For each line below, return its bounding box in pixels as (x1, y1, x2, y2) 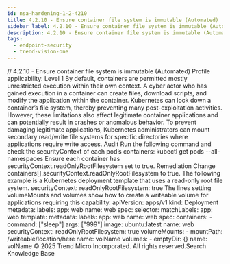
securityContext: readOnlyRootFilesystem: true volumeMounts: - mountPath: (7, 227, 223, 235)
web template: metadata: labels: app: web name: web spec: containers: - (7, 213, 213, 221)
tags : (7, 36, 23, 43)
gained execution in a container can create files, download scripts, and (7, 88, 207, 97)
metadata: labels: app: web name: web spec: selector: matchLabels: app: (7, 205, 214, 213)
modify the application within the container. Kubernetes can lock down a (7, 96, 212, 104)
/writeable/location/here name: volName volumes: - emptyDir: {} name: (7, 235, 207, 243)
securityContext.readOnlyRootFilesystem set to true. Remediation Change (7, 162, 216, 170)
